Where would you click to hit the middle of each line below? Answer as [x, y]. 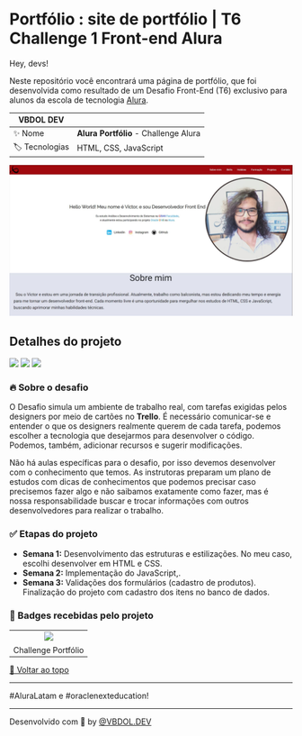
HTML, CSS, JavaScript [120, 148]
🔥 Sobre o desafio [49, 387]
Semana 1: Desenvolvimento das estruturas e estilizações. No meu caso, [157, 553]
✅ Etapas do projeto [54, 534]
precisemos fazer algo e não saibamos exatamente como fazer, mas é [139, 492]
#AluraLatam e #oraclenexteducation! [80, 696]
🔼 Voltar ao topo [39, 670]
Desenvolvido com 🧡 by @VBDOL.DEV [80, 722]
